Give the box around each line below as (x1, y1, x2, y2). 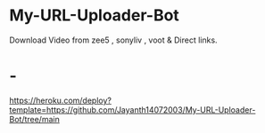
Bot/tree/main (9, 113, 60, 124)
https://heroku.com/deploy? (9, 95, 112, 106)
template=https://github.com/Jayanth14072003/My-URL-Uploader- (9, 104, 256, 115)
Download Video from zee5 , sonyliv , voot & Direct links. (9, 35, 218, 45)
